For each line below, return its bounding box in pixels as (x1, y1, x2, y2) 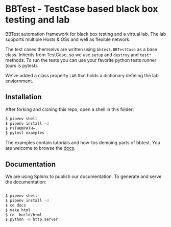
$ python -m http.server (5, 217, 58, 222)
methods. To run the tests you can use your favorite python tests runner (5, 57, 157, 63)
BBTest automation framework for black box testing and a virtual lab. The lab (5, 31, 166, 37)
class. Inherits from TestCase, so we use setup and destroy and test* (5, 52, 152, 58)
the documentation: (5, 179, 47, 185)
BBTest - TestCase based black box (5, 3, 158, 15)
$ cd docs (5, 202, 27, 208)
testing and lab (5, 14, 70, 26)
